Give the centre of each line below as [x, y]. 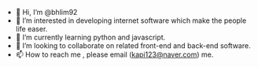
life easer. [31, 29]
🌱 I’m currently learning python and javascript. [90, 37]
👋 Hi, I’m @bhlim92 [46, 12]
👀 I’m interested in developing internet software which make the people [131, 20]
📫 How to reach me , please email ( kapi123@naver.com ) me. [114, 54]
